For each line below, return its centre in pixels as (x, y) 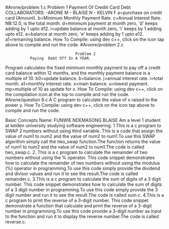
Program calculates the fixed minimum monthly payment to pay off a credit (83, 68)
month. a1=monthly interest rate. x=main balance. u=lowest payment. (77, 84)
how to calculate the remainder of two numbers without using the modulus (83, 163)
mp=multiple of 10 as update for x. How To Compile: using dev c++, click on (84, 89)
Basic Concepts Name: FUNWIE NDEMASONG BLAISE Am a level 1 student (83, 120)
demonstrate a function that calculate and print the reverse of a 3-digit (79, 206)
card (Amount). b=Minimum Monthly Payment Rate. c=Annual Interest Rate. (83, 18)
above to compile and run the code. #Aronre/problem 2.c (64, 45)
